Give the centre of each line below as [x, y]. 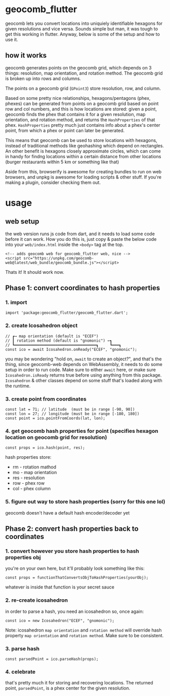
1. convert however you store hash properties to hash [72, 551]
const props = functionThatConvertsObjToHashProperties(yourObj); [77, 578]
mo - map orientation [35, 472]
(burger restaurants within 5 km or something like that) [62, 162]
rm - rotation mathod [35, 467]
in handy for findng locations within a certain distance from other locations [83, 156]
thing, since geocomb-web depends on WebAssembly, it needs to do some [84, 364]
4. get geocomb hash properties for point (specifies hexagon [82, 431]
